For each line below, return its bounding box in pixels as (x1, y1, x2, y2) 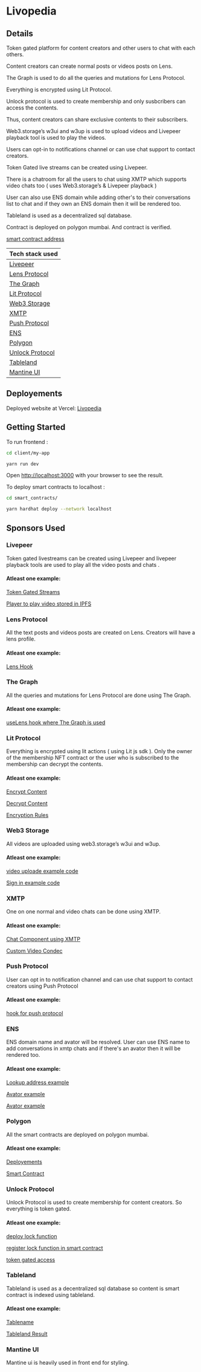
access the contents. (6, 104, 59, 111)
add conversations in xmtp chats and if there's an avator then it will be (6, 1045, 181, 1052)
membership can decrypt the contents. (6, 760, 104, 768)
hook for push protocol (6, 1010, 63, 1017)
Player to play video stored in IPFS (6, 600, 92, 607)
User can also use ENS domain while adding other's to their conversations (6, 194, 191, 201)
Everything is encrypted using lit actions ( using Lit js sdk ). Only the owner (6, 748, 193, 755)
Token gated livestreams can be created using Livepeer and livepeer (6, 555, 177, 562)
